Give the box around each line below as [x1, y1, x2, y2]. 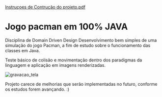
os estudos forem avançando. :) [5, 86, 70, 92]
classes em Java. [5, 47, 40, 53]
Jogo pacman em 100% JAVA [5, 21, 128, 32]
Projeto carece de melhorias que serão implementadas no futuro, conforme [5, 81, 158, 87]
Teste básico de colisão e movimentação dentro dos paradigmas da [5, 57, 142, 63]
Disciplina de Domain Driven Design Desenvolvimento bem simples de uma [5, 37, 157, 43]
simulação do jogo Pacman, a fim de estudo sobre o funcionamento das [5, 42, 151, 48]
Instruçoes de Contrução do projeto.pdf [5, 4, 86, 10]
